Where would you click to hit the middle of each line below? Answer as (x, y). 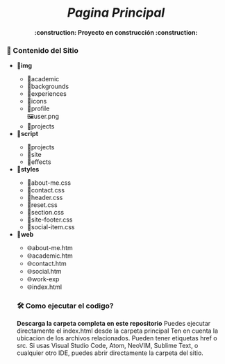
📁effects (39, 162)
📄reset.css (42, 205)
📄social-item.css (51, 227)
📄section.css (45, 213)
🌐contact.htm (47, 264)
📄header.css (45, 198)
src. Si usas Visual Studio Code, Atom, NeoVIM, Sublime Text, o (107, 346)
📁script (27, 134)
